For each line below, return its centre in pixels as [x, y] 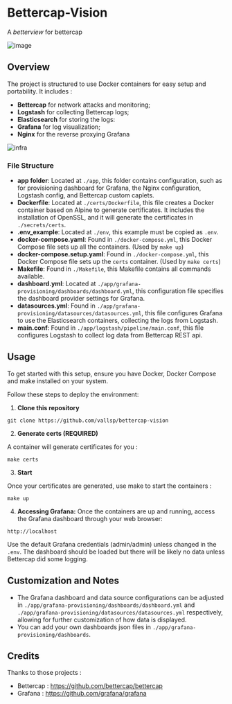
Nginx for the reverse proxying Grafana [73, 134]
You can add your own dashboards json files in [84, 627]
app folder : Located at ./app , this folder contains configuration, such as [120, 181]
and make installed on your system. [58, 381]
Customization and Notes [63, 581]
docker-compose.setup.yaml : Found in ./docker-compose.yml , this [113, 254]
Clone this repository [48, 407]
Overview [29, 67]
